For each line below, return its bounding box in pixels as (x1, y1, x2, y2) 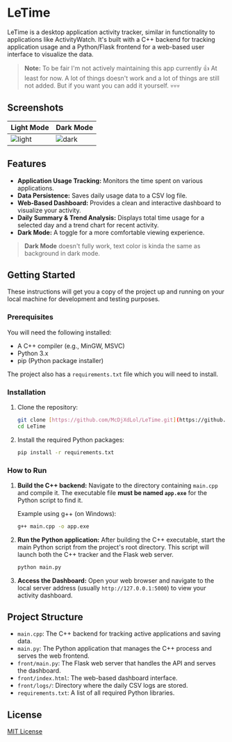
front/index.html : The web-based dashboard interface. (17, 674, 179, 682)
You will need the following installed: (7, 328, 112, 337)
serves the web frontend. (17, 652, 90, 660)
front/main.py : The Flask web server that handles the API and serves (17, 659, 216, 668)
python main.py (17, 563, 62, 571)
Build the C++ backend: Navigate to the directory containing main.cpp (17, 481, 219, 490)
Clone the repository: (17, 403, 78, 411)
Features (7, 158, 47, 170)
